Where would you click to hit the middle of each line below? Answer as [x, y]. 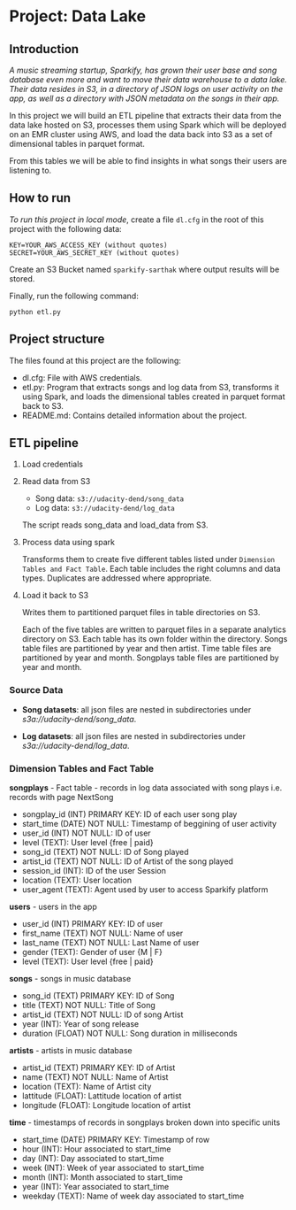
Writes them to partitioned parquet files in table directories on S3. [141, 613]
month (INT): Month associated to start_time [102, 1177]
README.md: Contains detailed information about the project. [134, 415]
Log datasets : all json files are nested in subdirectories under [133, 736]
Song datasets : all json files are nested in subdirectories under [137, 709]
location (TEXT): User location [77, 880]
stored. [22, 278]
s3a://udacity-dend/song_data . [79, 719]
